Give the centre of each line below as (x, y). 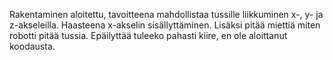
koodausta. (32, 46)
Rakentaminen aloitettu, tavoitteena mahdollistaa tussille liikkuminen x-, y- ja (166, 14)
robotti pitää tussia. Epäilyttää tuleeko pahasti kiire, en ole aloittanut (148, 35)
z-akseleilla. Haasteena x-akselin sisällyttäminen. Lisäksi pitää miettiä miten (165, 25)
